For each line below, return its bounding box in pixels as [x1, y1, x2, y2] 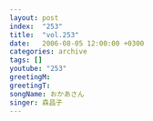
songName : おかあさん [9, 89, 85, 98]
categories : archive [9, 47, 88, 56]
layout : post [9, 13, 59, 23]
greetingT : [9, 81, 51, 90]
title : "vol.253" [9, 30, 79, 39]
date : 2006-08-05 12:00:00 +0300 [9, 38, 145, 48]
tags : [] [9, 55, 43, 65]
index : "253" [9, 22, 64, 31]
